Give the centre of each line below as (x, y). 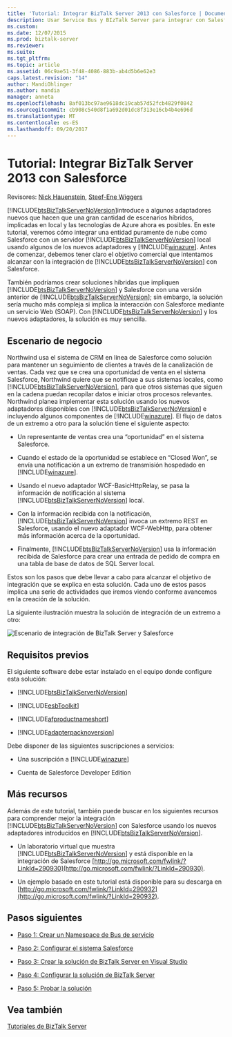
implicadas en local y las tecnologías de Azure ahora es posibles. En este (111, 225)
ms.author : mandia (33, 90)
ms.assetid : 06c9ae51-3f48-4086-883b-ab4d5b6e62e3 (81, 71)
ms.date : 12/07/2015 (37, 33)
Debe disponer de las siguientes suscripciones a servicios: (91, 746)
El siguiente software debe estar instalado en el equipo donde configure (110, 671)
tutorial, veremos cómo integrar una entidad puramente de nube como (107, 233)
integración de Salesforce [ (56, 861)
